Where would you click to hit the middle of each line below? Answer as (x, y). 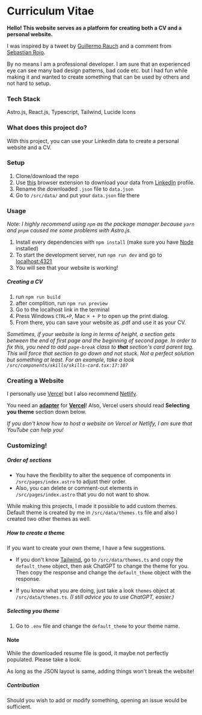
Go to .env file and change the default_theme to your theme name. (97, 626)
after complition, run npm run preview (61, 303)
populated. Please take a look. (44, 659)
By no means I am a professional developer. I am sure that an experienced (99, 64)
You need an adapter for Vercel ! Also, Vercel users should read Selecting (98, 405)
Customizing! (27, 446)
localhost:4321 (34, 261)
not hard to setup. (29, 83)
